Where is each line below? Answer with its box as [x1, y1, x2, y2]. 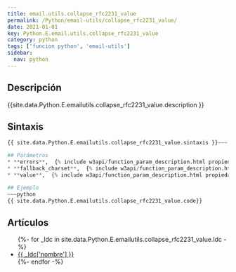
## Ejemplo [7, 184, 39, 191]
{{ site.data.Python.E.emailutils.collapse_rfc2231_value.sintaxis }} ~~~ [7, 140, 228, 147]
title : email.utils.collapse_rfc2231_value [7, 10, 137, 18]
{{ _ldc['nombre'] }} [17, 250, 74, 259]
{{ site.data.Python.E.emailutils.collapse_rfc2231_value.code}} [7, 197, 202, 204]
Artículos [7, 217, 49, 229]
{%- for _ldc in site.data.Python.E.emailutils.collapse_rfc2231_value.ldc [17, 236, 223, 244]
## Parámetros [7, 152, 49, 159]
